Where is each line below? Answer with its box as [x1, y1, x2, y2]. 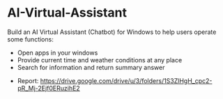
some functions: [7, 35, 54, 43]
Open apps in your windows [17, 48, 98, 57]
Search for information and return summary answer [17, 63, 165, 71]
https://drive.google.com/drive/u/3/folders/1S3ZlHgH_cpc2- [40, 76, 213, 84]
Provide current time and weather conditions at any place [17, 55, 183, 64]
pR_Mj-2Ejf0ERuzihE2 [17, 84, 80, 92]
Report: [17, 76, 39, 84]
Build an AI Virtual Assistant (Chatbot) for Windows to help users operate [7, 28, 217, 36]
